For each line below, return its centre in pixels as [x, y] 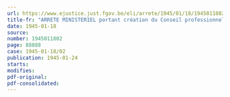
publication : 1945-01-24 [42, 58]
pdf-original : [27, 77]
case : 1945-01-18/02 [37, 52]
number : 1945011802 [35, 39]
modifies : [21, 70]
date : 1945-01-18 [32, 26]
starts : [18, 64]
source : [18, 32]
